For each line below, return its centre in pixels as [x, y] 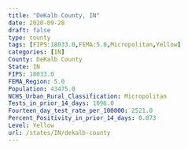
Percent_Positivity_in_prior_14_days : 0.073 [82, 118]
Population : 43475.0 [42, 89]
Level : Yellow [31, 125]
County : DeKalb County [45, 60]
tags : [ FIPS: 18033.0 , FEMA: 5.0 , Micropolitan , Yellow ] [94, 45]
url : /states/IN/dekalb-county [59, 132]
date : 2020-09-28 [37, 23]
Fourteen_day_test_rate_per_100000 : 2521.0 [81, 111]
